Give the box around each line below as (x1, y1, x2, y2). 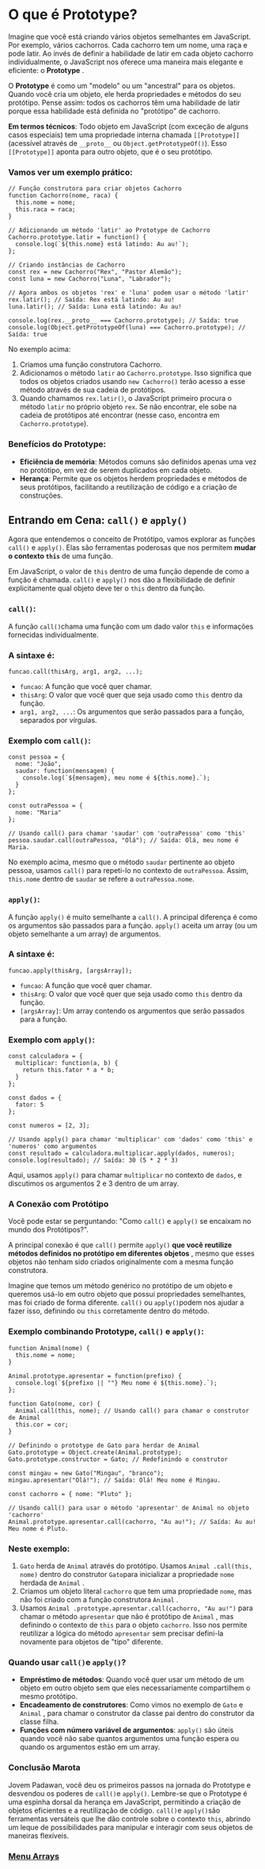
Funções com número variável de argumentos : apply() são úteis (19, 1725, 234, 1735)
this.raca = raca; (15, 206, 77, 213)
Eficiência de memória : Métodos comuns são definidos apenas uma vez (19, 456, 257, 466)
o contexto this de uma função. (8, 552, 113, 561)
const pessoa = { (8, 753, 66, 761)
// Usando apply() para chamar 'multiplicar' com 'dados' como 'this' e (8, 1136, 253, 1144)
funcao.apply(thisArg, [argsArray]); (8, 967, 133, 975)
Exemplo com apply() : (8, 1034, 95, 1045)
